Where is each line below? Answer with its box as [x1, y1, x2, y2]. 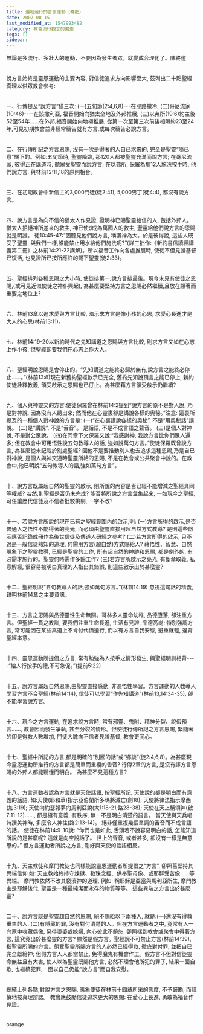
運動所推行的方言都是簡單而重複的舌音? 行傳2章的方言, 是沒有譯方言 [22, 761, 192, 768]
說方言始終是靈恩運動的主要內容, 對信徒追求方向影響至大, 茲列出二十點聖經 [6, 75, 192, 82]
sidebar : [6, 37, 28, 43]
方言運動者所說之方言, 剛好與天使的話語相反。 [28, 842, 143, 849]
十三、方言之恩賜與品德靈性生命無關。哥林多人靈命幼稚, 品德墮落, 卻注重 [6, 611, 187, 618]
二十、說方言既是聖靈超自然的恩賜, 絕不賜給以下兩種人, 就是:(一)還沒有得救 [6, 913, 193, 920]
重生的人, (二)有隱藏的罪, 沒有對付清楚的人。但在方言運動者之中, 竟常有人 [6, 920, 189, 927]
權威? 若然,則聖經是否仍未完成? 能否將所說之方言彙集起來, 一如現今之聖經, [11, 490, 196, 497]
